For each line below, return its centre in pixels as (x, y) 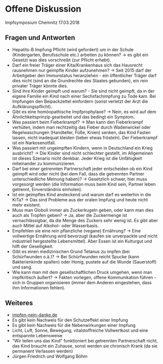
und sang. (22, 267)
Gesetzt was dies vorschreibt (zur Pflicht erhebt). (61, 60)
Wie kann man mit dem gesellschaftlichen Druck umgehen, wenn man (82, 272)
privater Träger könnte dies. (40, 86)
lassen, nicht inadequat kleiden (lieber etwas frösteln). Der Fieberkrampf (85, 137)
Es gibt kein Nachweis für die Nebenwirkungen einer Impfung (74, 325)
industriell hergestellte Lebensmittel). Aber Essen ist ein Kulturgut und (82, 241)
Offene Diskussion (43, 9)
